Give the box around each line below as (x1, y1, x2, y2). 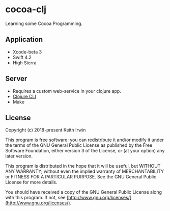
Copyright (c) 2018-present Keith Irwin (5, 127, 86, 133)
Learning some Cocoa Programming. (5, 20, 83, 27)
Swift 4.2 (12, 54, 32, 60)
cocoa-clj (5, 4, 47, 15)
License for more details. (5, 179, 58, 186)
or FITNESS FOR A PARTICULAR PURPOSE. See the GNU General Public (5, 174, 157, 180)
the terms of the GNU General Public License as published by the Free (5, 142, 153, 148)
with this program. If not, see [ (5, 195, 69, 201)
